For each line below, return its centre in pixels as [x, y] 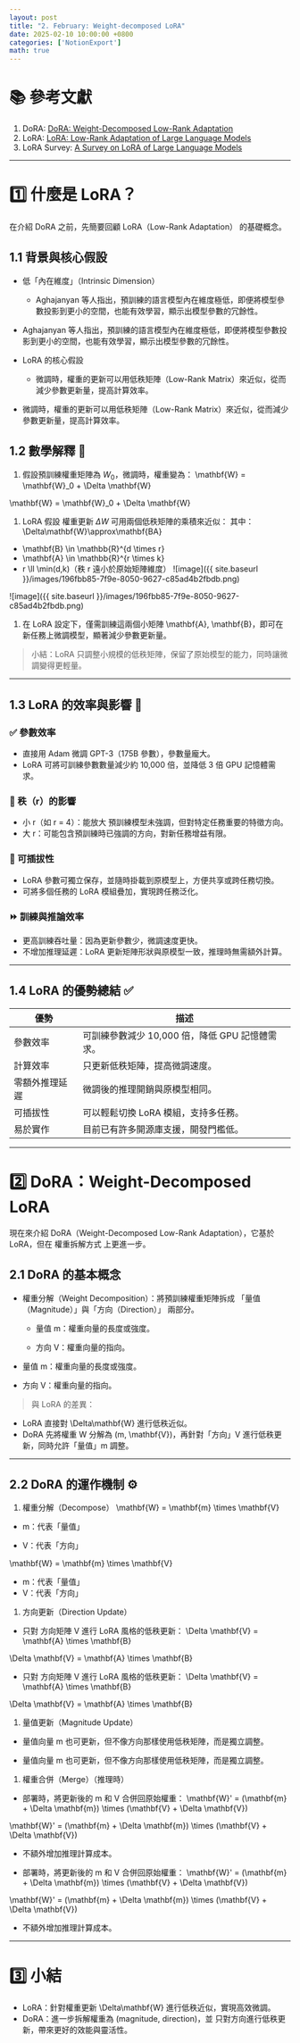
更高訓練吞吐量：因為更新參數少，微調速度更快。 [112, 940]
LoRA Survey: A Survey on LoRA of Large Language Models [132, 147]
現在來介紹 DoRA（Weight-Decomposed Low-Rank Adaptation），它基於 [142, 1232]
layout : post [33, 17]
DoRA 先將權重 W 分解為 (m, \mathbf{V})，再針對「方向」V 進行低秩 [148, 1434]
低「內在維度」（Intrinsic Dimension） [91, 280]
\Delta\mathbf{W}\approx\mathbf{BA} [92, 531]
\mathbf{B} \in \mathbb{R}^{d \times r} [93, 549]
